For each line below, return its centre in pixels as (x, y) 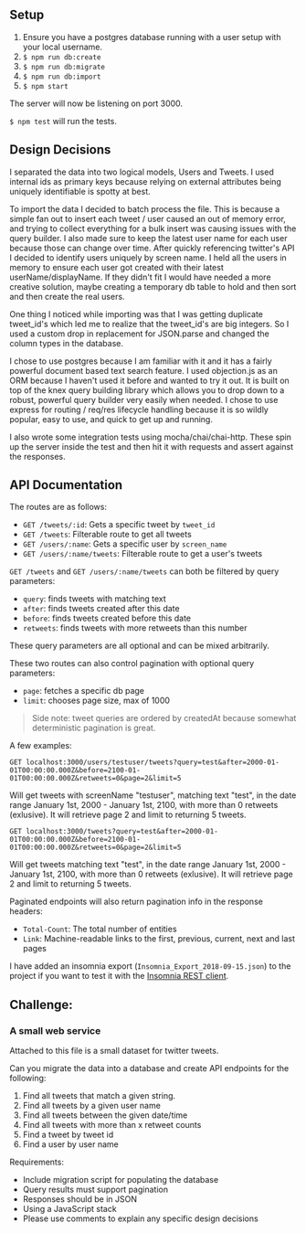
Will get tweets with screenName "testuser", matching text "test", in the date (153, 795)
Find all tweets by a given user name (92, 1106)
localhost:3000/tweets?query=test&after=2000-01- (122, 832)
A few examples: (41, 746)
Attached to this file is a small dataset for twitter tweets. (114, 1051)
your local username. (63, 47)
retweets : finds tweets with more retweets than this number (135, 628)
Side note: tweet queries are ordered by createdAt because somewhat (164, 718)
